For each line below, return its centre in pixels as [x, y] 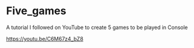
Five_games [36, 11]
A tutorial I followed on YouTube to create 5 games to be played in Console [97, 27]
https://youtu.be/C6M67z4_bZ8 [45, 39]
